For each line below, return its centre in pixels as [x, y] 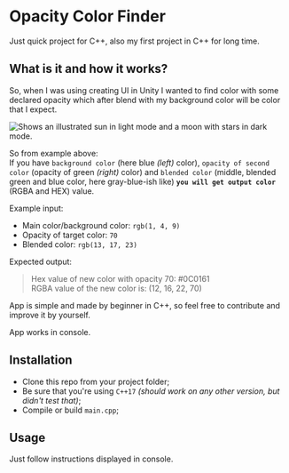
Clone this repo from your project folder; [96, 381]
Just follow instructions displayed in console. [91, 459]
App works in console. [50, 332]
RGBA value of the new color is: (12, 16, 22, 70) [116, 288]
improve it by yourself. [50, 315]
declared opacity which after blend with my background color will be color [145, 100]
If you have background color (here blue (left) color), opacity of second [140, 163]
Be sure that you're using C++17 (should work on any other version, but [151, 391]
